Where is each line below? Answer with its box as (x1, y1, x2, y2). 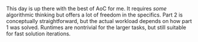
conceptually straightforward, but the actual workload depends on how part (6, 18, 192, 24)
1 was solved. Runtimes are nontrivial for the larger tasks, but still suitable (6, 24, 187, 31)
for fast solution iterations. (6, 30, 71, 37)
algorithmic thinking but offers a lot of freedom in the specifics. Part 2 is (6, 11, 183, 18)
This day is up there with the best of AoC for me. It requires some (6, 5, 167, 12)
